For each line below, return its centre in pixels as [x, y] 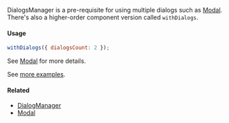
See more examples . [36, 75]
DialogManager [39, 106]
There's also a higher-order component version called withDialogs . [103, 17]
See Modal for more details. [47, 61]
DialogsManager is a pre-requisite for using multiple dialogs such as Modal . [115, 10]
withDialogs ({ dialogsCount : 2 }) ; [58, 48]
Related [18, 90]
